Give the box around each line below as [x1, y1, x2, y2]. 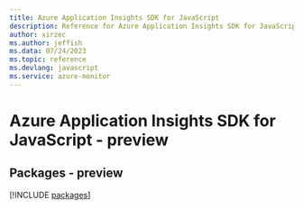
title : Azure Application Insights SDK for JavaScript [9, 13, 220, 23]
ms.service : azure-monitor [9, 72, 111, 81]
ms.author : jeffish [9, 38, 83, 48]
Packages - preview [9, 166, 124, 181]
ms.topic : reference [9, 55, 87, 64]
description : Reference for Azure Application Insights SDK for [9, 22, 256, 31]
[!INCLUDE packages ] [9, 189, 91, 200]
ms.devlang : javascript [9, 64, 99, 73]
